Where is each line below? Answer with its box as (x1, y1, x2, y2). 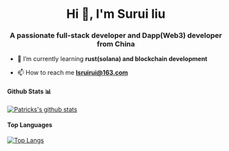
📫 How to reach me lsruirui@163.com (17, 69, 128, 77)
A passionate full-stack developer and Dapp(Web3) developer (10, 31, 222, 40)
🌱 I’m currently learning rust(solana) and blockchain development (17, 55, 208, 63)
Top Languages (7, 121, 53, 129)
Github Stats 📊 (7, 87, 52, 95)
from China (96, 39, 135, 49)
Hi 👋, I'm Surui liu (66, 6, 166, 22)
